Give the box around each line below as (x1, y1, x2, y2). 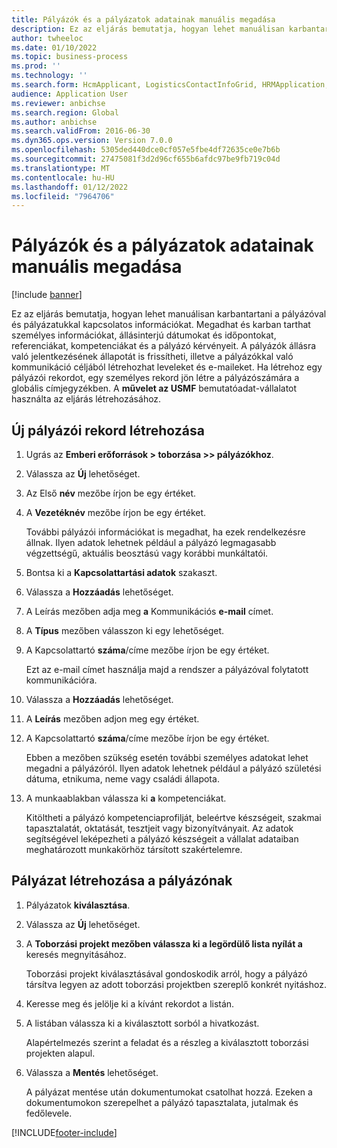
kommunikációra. (25, 674, 98, 686)
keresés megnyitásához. (25, 948, 127, 960)
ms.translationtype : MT (11, 163, 111, 173)
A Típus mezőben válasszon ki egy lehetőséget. (25, 625, 225, 636)
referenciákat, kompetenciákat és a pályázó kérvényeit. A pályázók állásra (11, 340, 317, 352)
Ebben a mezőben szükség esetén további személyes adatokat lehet (25, 752, 309, 763)
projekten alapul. (25, 1047, 96, 1059)
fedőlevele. (25, 1107, 73, 1119)
